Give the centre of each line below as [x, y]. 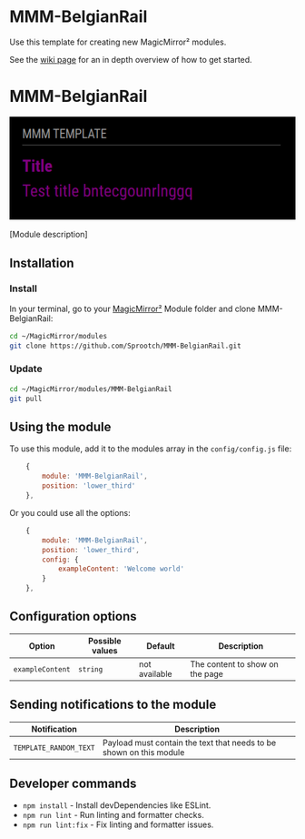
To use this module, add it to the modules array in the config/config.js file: [151, 449]
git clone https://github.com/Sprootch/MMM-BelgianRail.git [126, 346]
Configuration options [74, 617]
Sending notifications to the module [113, 705]
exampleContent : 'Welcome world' [121, 569]
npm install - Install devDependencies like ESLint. [117, 805]
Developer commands [73, 783]
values [105, 651]
